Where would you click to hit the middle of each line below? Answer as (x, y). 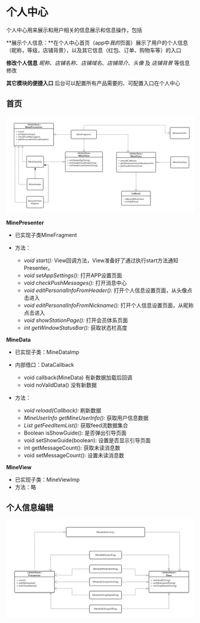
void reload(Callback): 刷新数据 (62, 410)
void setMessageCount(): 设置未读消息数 (74, 455)
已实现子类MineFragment (46, 235)
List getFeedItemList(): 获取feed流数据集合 (76, 425)
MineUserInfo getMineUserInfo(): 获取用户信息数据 (86, 418)
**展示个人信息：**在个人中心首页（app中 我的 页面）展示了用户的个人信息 (97, 42)
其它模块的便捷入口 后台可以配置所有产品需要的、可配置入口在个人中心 (93, 83)
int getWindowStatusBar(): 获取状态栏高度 (76, 327)
